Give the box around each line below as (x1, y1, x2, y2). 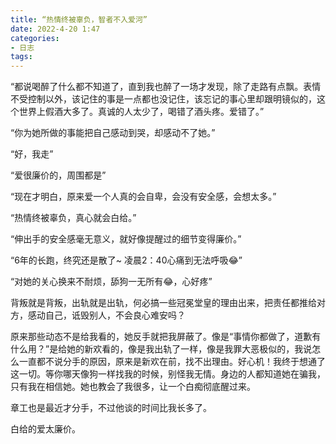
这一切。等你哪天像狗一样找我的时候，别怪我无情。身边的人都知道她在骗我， (10, 368, 326, 380)
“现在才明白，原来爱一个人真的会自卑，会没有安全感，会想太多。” (10, 191, 277, 203)
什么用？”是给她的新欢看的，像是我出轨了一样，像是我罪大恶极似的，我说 (10, 343, 313, 355)
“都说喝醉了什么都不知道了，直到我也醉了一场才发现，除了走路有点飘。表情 (10, 81, 322, 93)
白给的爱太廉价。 (10, 423, 81, 435)
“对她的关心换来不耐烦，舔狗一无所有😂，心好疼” (10, 276, 213, 288)
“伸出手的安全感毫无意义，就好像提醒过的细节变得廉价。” (10, 233, 242, 245)
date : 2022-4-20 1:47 (10, 24, 101, 34)
